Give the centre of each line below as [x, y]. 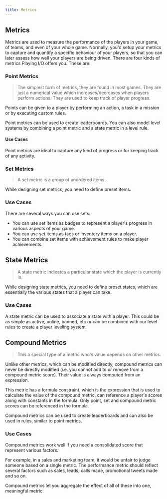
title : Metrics [21, 10]
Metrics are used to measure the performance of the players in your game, [82, 42]
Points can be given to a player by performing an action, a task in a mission [82, 108]
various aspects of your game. [44, 228]
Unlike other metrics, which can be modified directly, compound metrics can [84, 364]
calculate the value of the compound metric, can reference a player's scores [84, 395]
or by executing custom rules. [36, 113]
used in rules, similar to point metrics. [44, 421]
